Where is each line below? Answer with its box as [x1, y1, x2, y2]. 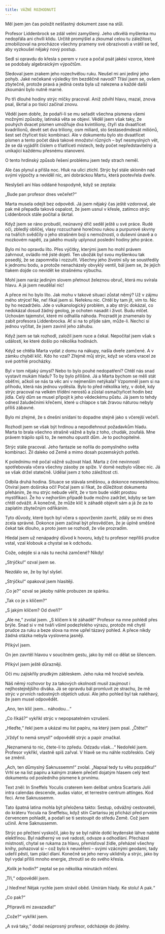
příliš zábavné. [5, 404, 35, 411]
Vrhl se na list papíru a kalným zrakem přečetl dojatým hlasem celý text [5, 769, 150, 775]
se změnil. [5, 754, 26, 760]
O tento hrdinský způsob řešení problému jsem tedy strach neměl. [5, 157, 139, 163]
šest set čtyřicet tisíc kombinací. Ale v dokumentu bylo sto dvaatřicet [5, 132, 145, 138]
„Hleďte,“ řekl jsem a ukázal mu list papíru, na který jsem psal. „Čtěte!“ [5, 725, 148, 731]
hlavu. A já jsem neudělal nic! [5, 282, 65, 288]
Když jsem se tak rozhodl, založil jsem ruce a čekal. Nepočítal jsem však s [5, 332, 155, 339]
